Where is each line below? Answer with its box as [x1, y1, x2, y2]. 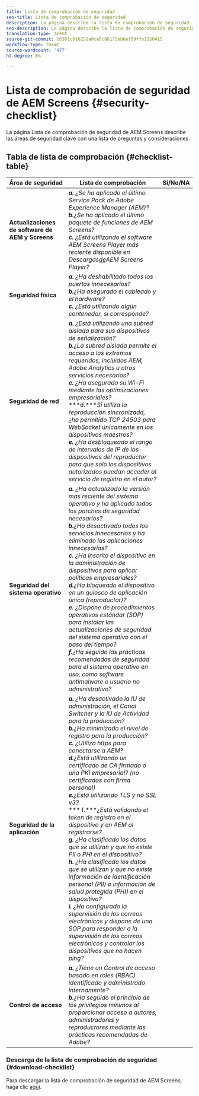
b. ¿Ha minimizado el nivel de [68, 725, 149, 733]
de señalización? [68, 334, 116, 342]
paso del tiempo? [68, 640, 117, 649]
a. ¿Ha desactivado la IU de [68, 695, 146, 703]
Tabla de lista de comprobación [6, 152, 124, 162]
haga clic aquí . [6, 1083, 42, 1090]
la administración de [68, 559, 126, 567]
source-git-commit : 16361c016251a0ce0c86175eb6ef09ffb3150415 [6, 36, 163, 42]
